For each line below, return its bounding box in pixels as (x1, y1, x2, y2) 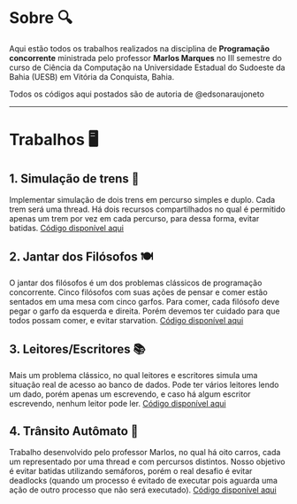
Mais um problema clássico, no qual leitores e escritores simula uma (9, 369, 258, 380)
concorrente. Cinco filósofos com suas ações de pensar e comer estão (9, 286, 268, 298)
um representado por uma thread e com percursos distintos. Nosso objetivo (9, 456, 286, 467)
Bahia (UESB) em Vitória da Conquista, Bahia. (9, 71, 175, 81)
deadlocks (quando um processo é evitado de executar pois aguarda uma (9, 476, 278, 486)
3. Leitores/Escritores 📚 (9, 342, 146, 357)
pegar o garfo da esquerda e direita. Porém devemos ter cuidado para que (9, 306, 280, 316)
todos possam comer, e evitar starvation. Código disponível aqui (9, 314, 244, 325)
